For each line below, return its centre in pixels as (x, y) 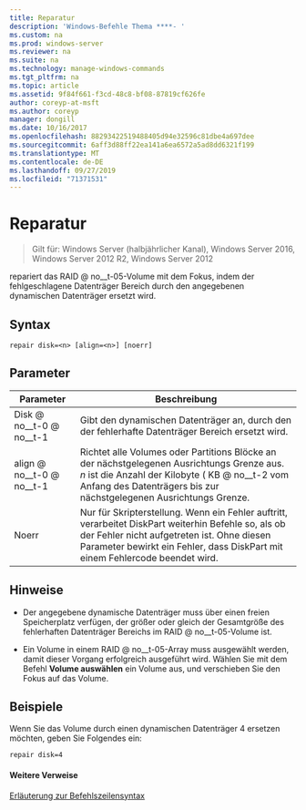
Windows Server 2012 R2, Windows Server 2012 (122, 259)
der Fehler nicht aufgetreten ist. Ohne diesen (176, 535)
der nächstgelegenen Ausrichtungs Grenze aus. (183, 463)
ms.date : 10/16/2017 (49, 128)
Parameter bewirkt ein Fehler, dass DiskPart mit (182, 546)
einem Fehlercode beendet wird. (149, 558)
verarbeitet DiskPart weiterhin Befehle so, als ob (183, 523)
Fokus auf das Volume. (66, 678)
